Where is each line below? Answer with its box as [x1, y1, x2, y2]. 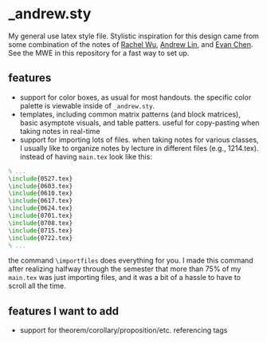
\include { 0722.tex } [8, 234, 73, 242]
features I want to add [8, 304, 120, 317]
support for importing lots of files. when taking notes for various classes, [19, 135, 259, 144]
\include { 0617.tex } [8, 197, 73, 205]
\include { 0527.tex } [8, 175, 73, 183]
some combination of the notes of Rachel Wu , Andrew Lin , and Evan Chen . [8, 39, 253, 49]
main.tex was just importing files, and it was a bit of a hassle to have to [8, 273, 241, 282]
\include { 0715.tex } [8, 227, 73, 235]
